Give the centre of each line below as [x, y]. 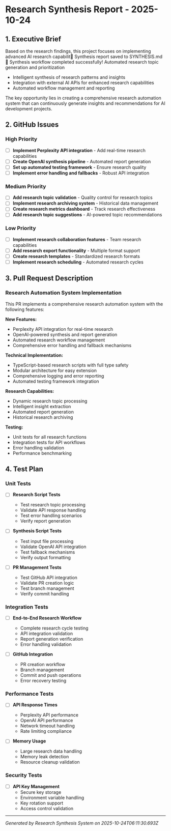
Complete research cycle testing [54, 628]
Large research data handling [51, 751]
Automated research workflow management [59, 340]
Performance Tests [30, 694]
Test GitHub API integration [49, 577]
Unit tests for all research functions [49, 437]
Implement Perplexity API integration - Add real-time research [79, 150]
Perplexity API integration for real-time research [63, 329]
